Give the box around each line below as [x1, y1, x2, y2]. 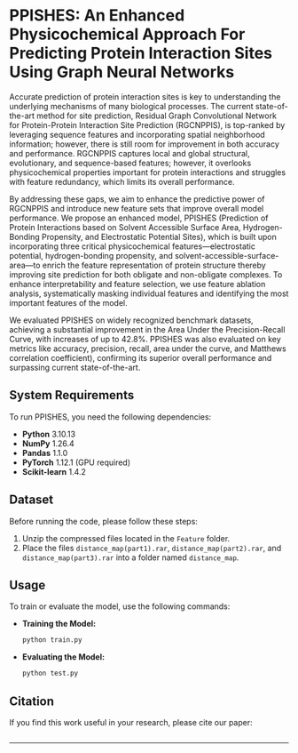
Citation [9, 693, 55, 709]
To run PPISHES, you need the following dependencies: [9, 411, 212, 422]
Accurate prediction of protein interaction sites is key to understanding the [9, 91, 281, 102]
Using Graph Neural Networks [9, 62, 235, 83]
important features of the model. [9, 297, 129, 308]
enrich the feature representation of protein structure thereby [42, 260, 266, 270]
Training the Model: [21, 619, 96, 629]
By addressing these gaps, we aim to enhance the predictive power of [9, 193, 265, 204]
